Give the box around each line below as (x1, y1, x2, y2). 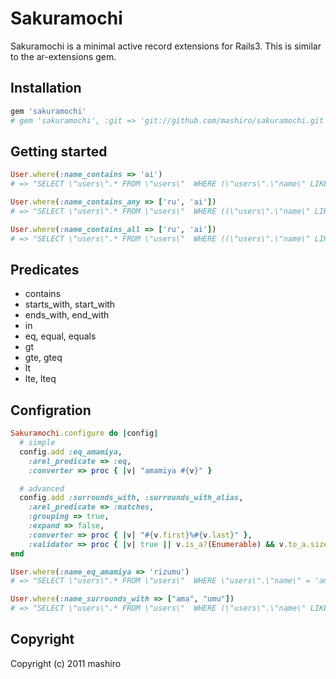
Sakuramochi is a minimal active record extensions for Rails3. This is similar (10, 40, 322, 52)
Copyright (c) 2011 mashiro (10, 657, 122, 669)
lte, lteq (24, 373, 57, 385)
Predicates (10, 261, 80, 278)
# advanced (19, 483, 65, 494)
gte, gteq (24, 352, 63, 364)
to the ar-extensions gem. (10, 50, 117, 62)
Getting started (10, 143, 108, 160)
